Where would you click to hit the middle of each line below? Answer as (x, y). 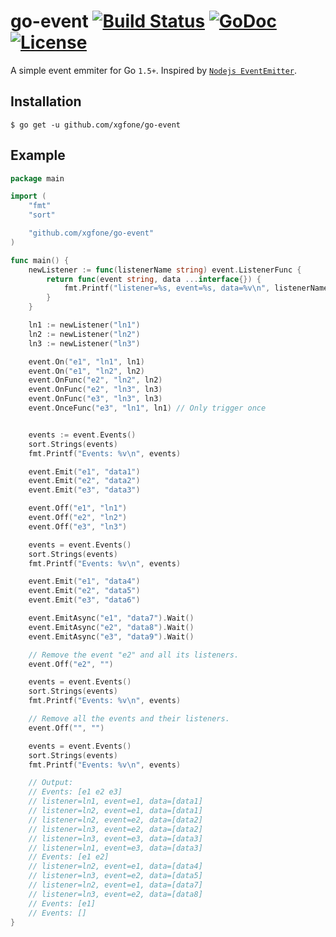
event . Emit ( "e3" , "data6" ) (84, 600)
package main (37, 178)
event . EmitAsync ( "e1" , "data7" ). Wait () (111, 618)
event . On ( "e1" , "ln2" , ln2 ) (86, 371)
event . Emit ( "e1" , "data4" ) (84, 581)
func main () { (40, 260)
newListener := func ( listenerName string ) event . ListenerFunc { (165, 270)
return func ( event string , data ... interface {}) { (154, 279)
